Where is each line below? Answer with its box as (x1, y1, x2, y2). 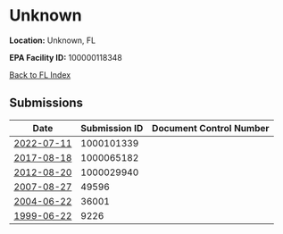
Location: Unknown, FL (9, 35, 96, 46)
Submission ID (79, 121, 144, 134)
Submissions (9, 96, 83, 111)
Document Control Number (151, 121, 270, 134)
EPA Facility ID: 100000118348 (9, 52, 123, 63)
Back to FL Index (9, 69, 71, 80)
